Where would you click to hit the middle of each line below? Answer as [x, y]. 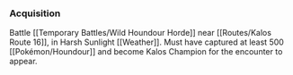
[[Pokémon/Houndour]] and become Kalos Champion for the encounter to [146, 52]
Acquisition [35, 13]
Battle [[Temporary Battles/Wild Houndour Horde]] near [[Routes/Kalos [141, 33]
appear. [23, 62]
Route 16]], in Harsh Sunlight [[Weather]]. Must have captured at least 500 [147, 42]
